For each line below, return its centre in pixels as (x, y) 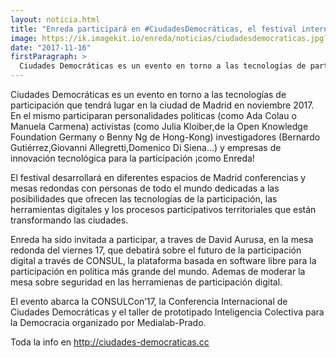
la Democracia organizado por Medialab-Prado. (108, 322)
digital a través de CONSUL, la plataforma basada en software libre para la (163, 260)
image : (24, 38)
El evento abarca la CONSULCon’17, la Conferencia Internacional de (149, 301)
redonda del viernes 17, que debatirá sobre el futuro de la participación (156, 250)
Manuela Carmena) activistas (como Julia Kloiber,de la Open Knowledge (159, 126)
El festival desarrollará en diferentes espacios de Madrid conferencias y (158, 177)
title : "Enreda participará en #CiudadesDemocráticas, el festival (154, 29)
